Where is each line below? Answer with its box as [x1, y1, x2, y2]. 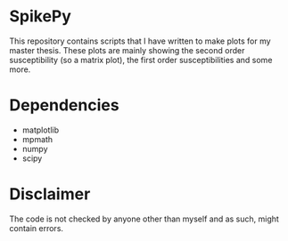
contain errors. [9, 222, 64, 233]
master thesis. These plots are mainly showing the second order [9, 44, 245, 55]
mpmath [21, 133, 53, 144]
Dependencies [9, 95, 119, 116]
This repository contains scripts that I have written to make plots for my [9, 36, 271, 46]
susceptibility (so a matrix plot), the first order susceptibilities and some [9, 54, 273, 65]
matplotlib [21, 125, 60, 135]
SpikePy [9, 6, 71, 27]
